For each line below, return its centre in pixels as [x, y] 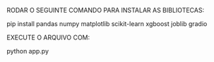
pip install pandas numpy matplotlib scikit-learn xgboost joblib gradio [107, 24]
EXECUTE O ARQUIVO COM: [48, 37]
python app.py [28, 51]
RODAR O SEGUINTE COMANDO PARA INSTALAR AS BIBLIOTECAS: [106, 10]
